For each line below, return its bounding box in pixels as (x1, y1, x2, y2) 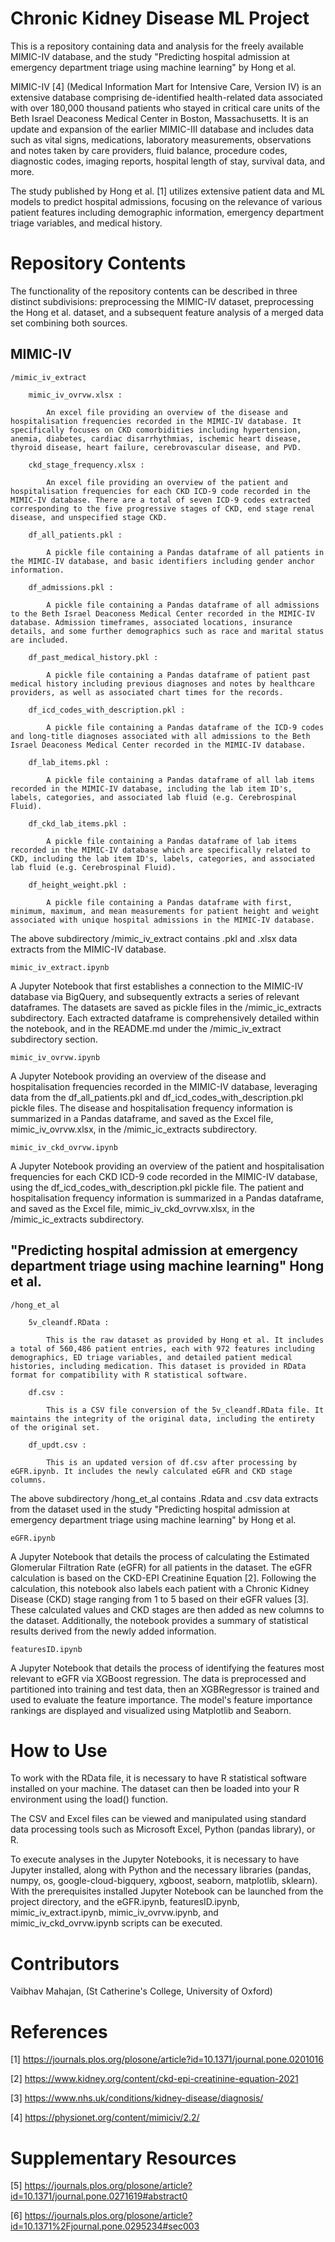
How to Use (10, 1739, 108, 1762)
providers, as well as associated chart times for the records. (10, 687, 284, 697)
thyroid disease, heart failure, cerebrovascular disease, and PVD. (10, 442, 302, 452)
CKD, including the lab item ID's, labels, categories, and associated (10, 853, 315, 864)
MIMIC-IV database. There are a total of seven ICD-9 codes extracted (10, 495, 311, 505)
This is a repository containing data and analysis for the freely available (10, 40, 304, 52)
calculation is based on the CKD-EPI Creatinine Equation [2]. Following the (10, 1572, 317, 1584)
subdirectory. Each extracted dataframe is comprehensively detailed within (10, 1012, 320, 1024)
